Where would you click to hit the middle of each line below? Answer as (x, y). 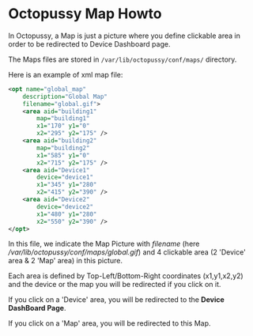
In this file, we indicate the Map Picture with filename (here (104, 244)
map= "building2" (63, 148)
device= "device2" (65, 206)
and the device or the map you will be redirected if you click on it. (115, 285)
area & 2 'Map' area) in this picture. (65, 261)
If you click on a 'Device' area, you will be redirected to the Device (117, 300)
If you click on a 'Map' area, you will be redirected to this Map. (110, 323)
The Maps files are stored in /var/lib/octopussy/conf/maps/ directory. (123, 59)
